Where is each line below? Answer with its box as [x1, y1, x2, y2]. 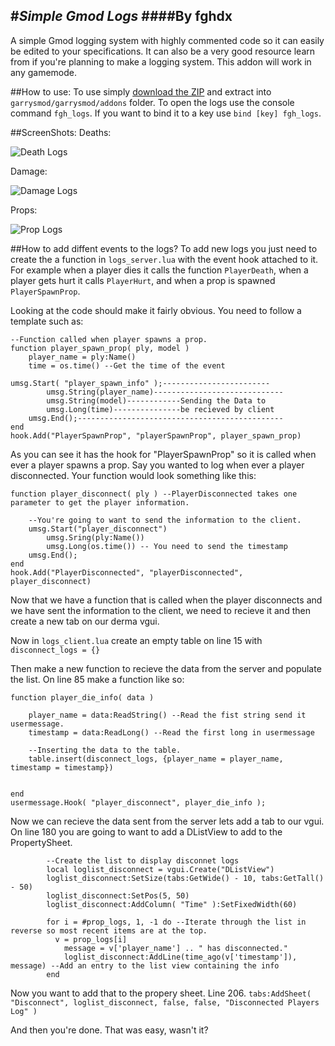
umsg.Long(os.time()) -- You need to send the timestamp [46, 541, 288, 551]
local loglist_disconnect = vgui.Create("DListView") [46, 864, 275, 874]
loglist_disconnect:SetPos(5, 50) [46, 890, 190, 901]
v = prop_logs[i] [54, 934, 128, 944]
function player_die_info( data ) [10, 692, 155, 703]
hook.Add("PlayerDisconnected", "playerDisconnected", [10, 567, 244, 578]
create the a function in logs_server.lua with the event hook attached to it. [10, 253, 319, 265]
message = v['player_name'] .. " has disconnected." [63, 943, 288, 953]
